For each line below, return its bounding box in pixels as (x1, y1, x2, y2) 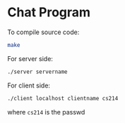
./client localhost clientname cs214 (7, 95, 119, 102)
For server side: (7, 54, 53, 63)
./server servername (7, 68, 69, 75)
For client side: (7, 81, 51, 90)
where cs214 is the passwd (7, 107, 85, 116)
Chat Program (7, 4, 90, 21)
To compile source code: (7, 28, 80, 36)
